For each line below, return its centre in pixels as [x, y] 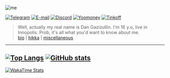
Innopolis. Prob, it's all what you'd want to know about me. [78, 32]
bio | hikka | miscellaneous [45, 38]
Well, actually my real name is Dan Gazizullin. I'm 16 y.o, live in [82, 27]
